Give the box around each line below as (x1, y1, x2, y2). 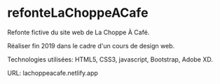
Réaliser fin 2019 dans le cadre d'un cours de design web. (7, 41, 175, 50)
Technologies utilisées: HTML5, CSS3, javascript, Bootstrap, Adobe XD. (7, 55, 214, 64)
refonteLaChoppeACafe (7, 5, 149, 21)
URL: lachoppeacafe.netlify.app (7, 69, 98, 77)
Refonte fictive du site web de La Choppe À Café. (7, 28, 150, 36)
